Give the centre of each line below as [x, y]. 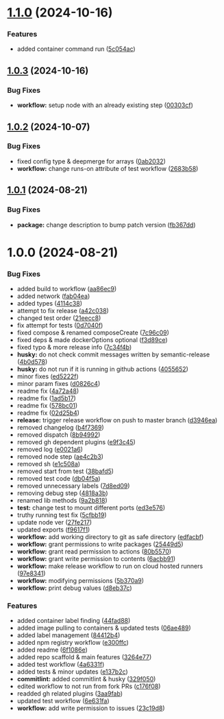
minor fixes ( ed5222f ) [48, 376]
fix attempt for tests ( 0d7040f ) [60, 326]
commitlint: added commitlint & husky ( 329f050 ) [86, 679]
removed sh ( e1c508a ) [49, 464]
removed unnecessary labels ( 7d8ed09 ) [73, 486]
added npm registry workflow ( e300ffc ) [73, 643]
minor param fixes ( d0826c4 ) [59, 384]
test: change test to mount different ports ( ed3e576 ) [91, 508]
